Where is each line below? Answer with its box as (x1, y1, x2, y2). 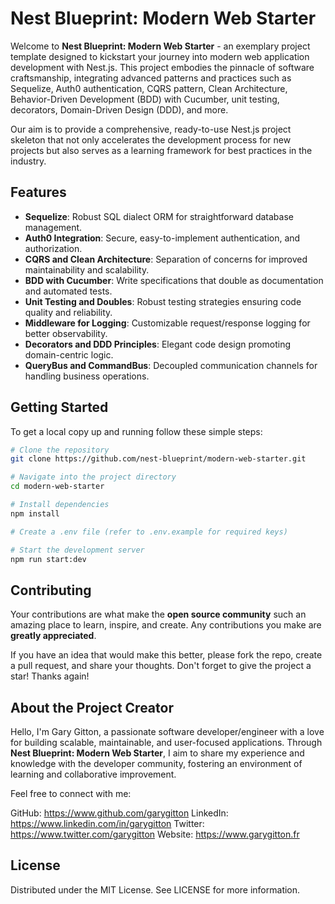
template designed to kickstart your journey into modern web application (10, 50, 310, 62)
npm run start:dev (10, 554, 87, 564)
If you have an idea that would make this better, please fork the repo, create (10, 649, 323, 661)
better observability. (24, 327, 108, 339)
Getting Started (10, 399, 109, 416)
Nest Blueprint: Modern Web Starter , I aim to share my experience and (10, 747, 305, 759)
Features (10, 184, 67, 201)
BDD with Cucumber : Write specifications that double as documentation (24, 274, 324, 286)
